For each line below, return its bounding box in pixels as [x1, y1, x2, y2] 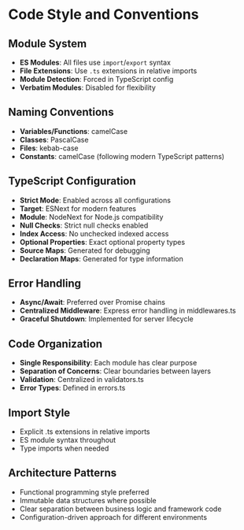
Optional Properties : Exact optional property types [19, 237, 186, 246]
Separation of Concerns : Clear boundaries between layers [19, 366, 211, 376]
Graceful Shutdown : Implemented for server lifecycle [19, 314, 194, 324]
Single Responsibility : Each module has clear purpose [19, 358, 198, 368]
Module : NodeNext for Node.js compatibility [19, 212, 164, 221]
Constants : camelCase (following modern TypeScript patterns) [19, 151, 225, 161]
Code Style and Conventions [8, 6, 199, 24]
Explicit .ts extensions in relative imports [19, 427, 150, 436]
